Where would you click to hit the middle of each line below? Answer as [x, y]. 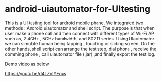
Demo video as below [27, 64]
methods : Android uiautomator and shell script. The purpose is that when [80, 28]
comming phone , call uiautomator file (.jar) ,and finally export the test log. [80, 54]
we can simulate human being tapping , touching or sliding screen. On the [80, 43]
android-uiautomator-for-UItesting [78, 9]
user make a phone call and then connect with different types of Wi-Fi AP [80, 33]
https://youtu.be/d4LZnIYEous [36, 73]
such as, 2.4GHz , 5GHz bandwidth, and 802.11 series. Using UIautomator [80, 39]
